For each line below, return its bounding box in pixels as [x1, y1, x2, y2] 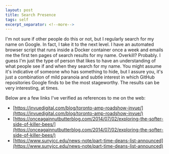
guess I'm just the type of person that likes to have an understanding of [5, 57, 156, 64]
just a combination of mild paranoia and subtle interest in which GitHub [5, 74, 155, 80]
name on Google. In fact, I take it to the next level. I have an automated [5, 42, 154, 48]
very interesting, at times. [5, 85, 59, 91]
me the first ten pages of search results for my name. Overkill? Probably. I [5, 52, 161, 59]
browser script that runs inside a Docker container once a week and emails [5, 47, 163, 53]
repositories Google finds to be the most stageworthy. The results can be [5, 80, 160, 86]
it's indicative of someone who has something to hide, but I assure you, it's [5, 69, 163, 75]
